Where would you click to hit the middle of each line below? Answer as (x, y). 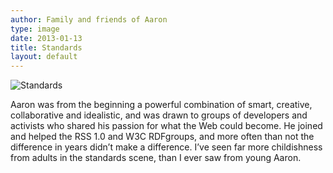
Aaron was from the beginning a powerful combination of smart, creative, (161, 105)
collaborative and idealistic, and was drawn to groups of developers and (159, 115)
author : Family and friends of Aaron (89, 19)
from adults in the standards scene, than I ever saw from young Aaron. (156, 158)
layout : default (44, 57)
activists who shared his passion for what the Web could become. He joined (166, 126)
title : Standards (46, 47)
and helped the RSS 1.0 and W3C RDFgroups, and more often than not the (162, 137)
